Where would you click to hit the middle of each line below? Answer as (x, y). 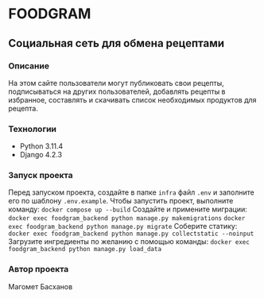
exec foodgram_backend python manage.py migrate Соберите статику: (123, 226)
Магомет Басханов (41, 286)
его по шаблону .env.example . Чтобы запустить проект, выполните (121, 201)
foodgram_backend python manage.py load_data (85, 250)
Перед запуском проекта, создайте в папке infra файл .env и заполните (131, 192)
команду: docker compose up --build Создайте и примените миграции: (128, 209)
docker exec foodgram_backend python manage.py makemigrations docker (127, 219)
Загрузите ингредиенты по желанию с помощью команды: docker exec (129, 242)
